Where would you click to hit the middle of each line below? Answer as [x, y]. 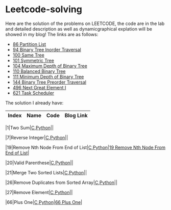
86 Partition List [29, 44]
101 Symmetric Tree [33, 60]
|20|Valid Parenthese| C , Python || [39, 163]
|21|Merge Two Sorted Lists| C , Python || [46, 172]
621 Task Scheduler [33, 93]
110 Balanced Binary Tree [39, 71]
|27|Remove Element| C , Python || [39, 192]
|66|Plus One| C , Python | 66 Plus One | [44, 202]
